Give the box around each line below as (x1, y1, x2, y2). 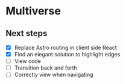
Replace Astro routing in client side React (14, 44, 117, 51)
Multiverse (5, 4, 61, 18)
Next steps (5, 28, 48, 38)
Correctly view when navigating (14, 71, 94, 79)
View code (14, 58, 42, 65)
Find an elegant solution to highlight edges (14, 51, 121, 58)
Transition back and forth (14, 64, 78, 71)
